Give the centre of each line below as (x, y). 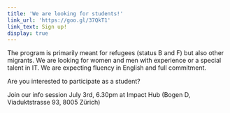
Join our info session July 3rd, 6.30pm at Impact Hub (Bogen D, (99, 95)
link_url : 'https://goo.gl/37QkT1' (59, 20)
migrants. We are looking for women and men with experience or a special (114, 61)
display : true (28, 33)
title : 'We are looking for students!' (65, 14)
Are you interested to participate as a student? (74, 82)
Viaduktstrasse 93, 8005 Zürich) (54, 103)
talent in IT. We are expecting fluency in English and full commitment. (107, 68)
